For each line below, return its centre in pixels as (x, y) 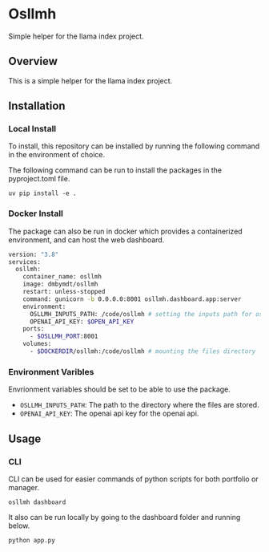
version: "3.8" (34, 254)
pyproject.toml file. (39, 179)
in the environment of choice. (57, 155)
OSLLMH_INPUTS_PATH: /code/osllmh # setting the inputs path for (141, 314)
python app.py (32, 540)
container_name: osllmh (62, 277)
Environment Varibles (51, 371)
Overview (33, 61)
